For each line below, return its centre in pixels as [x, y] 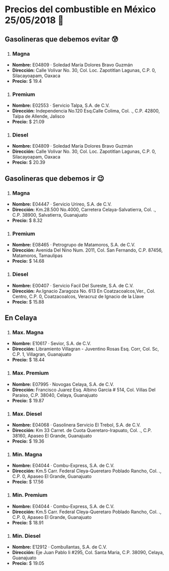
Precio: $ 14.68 [28, 261]
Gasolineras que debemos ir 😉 [54, 178]
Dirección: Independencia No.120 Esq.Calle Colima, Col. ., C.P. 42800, [86, 111]
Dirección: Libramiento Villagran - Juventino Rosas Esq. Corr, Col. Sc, [85, 349]
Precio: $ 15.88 [28, 302]
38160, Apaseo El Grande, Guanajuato [52, 436]
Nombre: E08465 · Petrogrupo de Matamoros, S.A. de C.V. [74, 245]
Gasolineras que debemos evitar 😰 [62, 39]
